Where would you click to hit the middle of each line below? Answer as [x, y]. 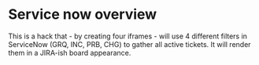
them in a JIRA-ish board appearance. [70, 52]
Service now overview [83, 14]
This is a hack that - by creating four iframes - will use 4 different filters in [128, 36]
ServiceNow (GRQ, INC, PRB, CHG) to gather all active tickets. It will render [129, 44]
